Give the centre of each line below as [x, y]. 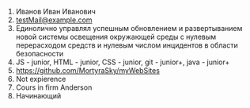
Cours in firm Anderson [54, 87]
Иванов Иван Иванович [56, 12]
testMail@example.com [54, 20]
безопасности [40, 54]
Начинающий [38, 96]
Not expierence [41, 79]
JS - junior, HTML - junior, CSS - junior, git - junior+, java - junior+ [123, 62]
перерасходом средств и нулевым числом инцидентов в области [127, 45]
